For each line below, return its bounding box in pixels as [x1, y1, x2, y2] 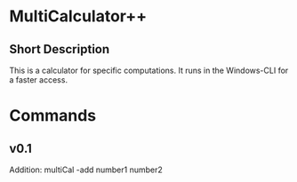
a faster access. [9, 75, 68, 85]
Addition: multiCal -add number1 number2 [9, 164, 163, 175]
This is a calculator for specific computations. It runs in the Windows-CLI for [9, 65, 289, 75]
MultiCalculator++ [9, 6, 148, 27]
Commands [9, 106, 97, 126]
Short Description [9, 42, 110, 57]
